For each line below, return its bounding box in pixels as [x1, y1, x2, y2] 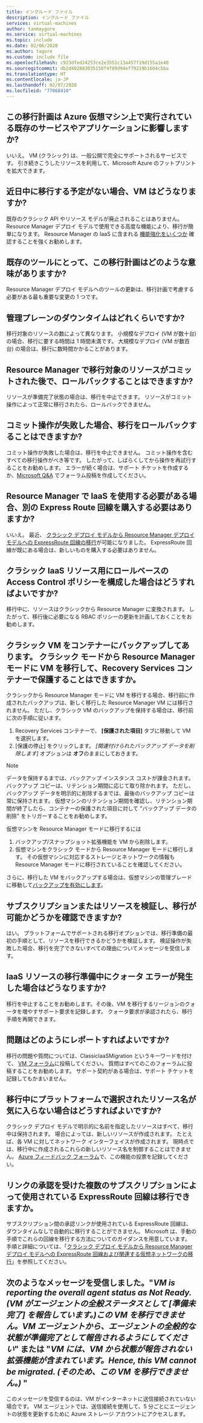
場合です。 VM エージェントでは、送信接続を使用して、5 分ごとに [6, 1403, 170, 1410]
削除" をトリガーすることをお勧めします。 [6, 812, 111, 820]
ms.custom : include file [6, 54, 69, 60]
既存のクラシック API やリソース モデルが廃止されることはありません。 [6, 215, 183, 222]
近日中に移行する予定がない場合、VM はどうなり [6, 186, 188, 197]
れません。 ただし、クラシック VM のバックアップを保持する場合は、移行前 [6, 707, 194, 714]
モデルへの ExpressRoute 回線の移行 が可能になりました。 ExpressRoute [6, 538, 185, 546]
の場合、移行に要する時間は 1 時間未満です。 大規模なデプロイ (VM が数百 [6, 338, 190, 345]
